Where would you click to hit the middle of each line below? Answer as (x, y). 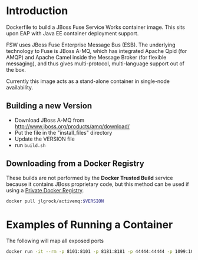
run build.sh (30, 145)
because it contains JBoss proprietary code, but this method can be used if (98, 184)
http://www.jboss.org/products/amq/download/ (72, 126)
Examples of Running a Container (90, 224)
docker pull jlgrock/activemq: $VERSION (55, 201)
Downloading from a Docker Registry (75, 164)
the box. (16, 69)
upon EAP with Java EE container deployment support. (72, 33)
